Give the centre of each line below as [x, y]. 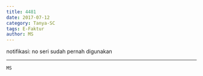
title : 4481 [21, 12]
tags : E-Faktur [25, 29]
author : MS [20, 34]
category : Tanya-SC [31, 23]
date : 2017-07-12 [28, 17]
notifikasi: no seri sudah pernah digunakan [60, 51]
